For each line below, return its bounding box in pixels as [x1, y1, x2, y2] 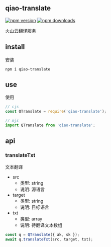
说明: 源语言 [20, 186, 45, 192]
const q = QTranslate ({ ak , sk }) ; [5, 232, 80, 237]
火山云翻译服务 [5, 28, 36, 34]
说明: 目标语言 [20, 204, 49, 210]
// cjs [5, 104, 19, 110]
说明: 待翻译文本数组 [20, 222, 63, 228]
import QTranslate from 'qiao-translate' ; [5, 123, 95, 128]
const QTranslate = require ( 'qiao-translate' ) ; [5, 109, 107, 114]
